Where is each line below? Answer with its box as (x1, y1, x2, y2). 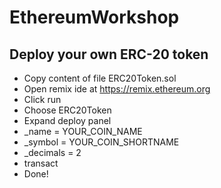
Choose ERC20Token (23, 104, 112, 116)
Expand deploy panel (23, 115, 112, 126)
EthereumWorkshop (9, 6, 180, 29)
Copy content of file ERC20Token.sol (23, 72, 177, 84)
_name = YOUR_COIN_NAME (23, 126, 143, 137)
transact (23, 157, 59, 169)
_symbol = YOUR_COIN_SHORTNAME (23, 136, 180, 148)
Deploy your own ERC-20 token (9, 46, 209, 63)
